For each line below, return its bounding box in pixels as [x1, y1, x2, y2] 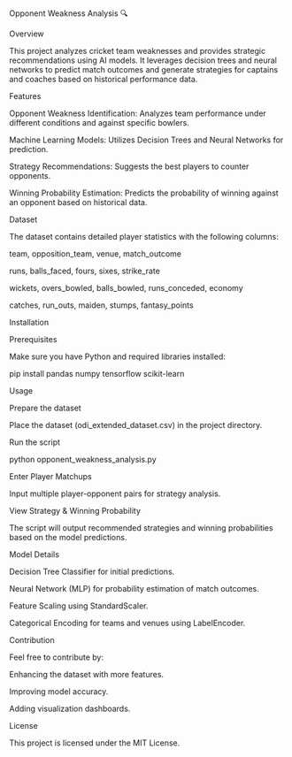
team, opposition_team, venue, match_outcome [9, 249, 182, 259]
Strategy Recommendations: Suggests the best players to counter [9, 161, 250, 172]
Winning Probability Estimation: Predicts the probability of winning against [9, 187, 279, 198]
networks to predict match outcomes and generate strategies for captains [9, 65, 279, 74]
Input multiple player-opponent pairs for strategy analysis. [9, 488, 221, 499]
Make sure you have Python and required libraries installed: [9, 351, 226, 362]
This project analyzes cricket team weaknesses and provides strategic [9, 46, 266, 56]
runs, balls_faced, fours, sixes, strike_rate [9, 265, 161, 276]
